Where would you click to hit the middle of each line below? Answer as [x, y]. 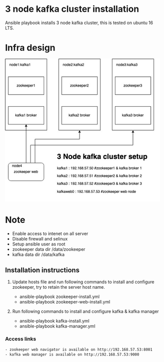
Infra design [30, 48]
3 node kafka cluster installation [72, 9]
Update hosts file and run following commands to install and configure [83, 282]
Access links [21, 339]
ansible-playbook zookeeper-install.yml [59, 297]
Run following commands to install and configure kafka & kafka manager [85, 311]
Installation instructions [42, 270]
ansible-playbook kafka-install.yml [55, 321]
